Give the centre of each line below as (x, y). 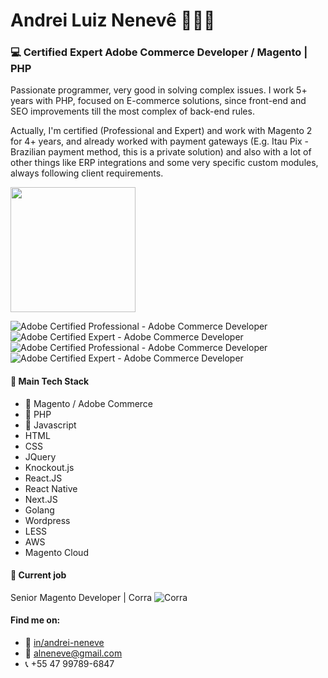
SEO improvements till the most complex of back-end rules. (132, 111)
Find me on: (35, 620)
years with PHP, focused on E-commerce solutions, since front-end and (158, 101)
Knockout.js (49, 467)
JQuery (40, 456)
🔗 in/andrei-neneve (64, 643)
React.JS (43, 478)
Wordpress (47, 520)
